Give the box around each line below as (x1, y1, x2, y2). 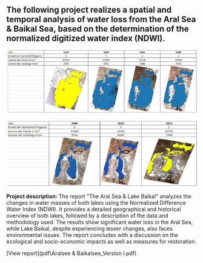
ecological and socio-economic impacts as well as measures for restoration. (6, 237, 197, 245)
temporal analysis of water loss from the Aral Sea (6, 15, 196, 25)
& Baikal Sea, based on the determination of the (6, 24, 189, 34)
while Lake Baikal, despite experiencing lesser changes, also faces (6, 225, 173, 232)
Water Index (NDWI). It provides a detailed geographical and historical (6, 205, 181, 213)
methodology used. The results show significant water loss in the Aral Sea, (6, 218, 193, 225)
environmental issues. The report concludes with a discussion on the (6, 231, 179, 239)
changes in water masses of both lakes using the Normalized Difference (6, 199, 187, 206)
